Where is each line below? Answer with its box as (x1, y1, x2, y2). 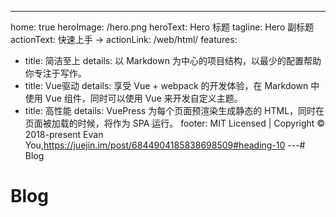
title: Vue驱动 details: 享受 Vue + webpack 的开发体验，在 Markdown (24, 80, 309, 91)
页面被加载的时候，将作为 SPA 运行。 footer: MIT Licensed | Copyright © (24, 117, 326, 129)
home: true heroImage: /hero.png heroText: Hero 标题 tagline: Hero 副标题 (10, 21, 315, 33)
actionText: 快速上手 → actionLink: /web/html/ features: (10, 34, 238, 45)
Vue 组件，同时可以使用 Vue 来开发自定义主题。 (44, 92, 243, 104)
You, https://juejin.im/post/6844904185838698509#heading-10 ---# (24, 139, 306, 151)
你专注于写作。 (24, 67, 87, 79)
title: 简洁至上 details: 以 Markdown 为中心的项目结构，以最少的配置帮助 (24, 55, 322, 66)
